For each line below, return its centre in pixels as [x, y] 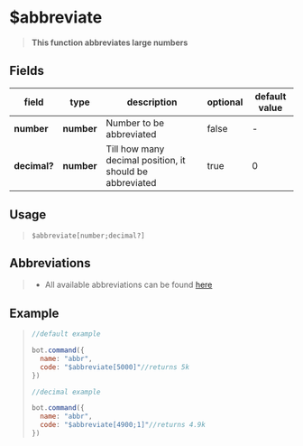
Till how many [135, 149]
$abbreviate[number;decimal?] [88, 236]
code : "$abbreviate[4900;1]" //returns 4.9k [123, 425]
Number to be [135, 123]
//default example [66, 334]
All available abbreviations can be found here [129, 285]
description [152, 102]
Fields [27, 71]
